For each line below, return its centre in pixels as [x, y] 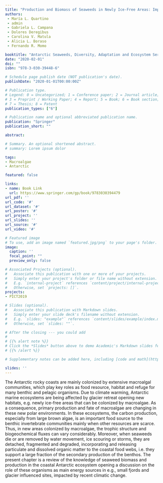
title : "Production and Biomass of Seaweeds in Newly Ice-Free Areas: [78, 10]
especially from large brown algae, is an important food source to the [74, 418]
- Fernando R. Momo [27, 46]
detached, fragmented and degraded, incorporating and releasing [71, 444]
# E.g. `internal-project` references [47, 283]
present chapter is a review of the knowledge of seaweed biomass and [76, 460]
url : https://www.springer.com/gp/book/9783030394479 [65, 193]
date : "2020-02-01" [25, 59]
